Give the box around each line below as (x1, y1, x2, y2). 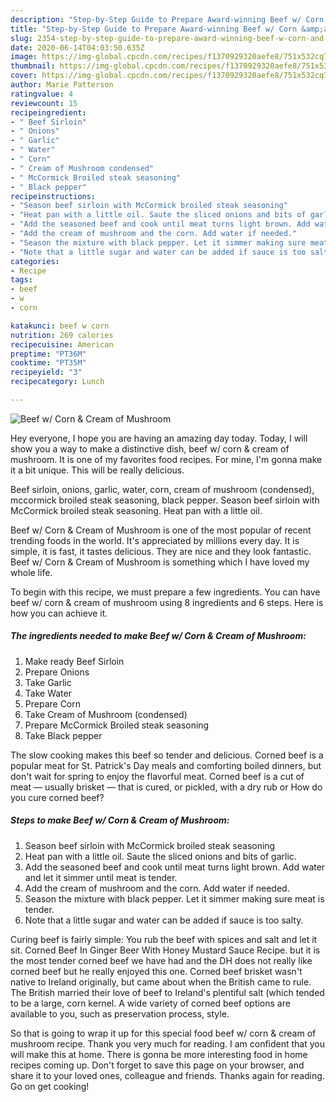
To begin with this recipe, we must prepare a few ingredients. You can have (10, 586, 321, 598)
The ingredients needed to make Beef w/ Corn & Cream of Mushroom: (10, 630, 307, 642)
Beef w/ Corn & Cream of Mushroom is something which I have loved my (10, 556, 310, 568)
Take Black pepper (24, 729, 103, 741)
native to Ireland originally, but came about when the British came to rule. (10, 976, 312, 988)
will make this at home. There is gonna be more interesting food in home (10, 1048, 308, 1060)
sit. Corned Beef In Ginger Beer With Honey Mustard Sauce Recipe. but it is (10, 944, 321, 956)
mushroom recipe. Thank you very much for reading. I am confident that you (10, 1037, 326, 1050)
